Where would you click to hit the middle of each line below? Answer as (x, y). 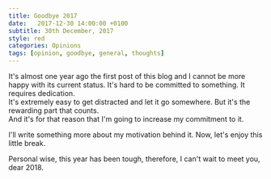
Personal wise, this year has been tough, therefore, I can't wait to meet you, (134, 159)
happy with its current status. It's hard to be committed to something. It (127, 85)
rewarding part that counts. (54, 110)
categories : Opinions (45, 46)
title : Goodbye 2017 (43, 16)
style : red (27, 38)
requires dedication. (42, 93)
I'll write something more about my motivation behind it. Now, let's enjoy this (135, 135)
